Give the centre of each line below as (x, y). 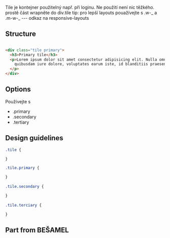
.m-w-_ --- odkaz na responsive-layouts (47, 18)
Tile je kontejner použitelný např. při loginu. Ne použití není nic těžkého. (80, 7)
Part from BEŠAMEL (37, 230)
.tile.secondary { (25, 187)
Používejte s (18, 101)
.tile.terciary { (24, 205)
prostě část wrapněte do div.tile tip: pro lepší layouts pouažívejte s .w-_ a (81, 13)
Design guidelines (34, 138)
